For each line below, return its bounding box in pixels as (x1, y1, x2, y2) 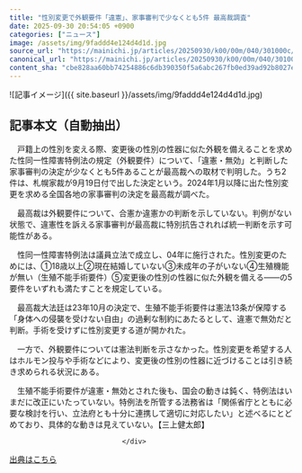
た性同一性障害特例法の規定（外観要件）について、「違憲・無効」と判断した (9, 155, 289, 165)
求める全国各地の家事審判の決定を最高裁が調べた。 (24, 188, 214, 199)
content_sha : (9, 64, 58, 73)
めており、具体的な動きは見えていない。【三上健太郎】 (9, 419, 209, 430)
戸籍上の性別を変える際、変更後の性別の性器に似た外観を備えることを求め (16, 143, 293, 154)
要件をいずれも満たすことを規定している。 (9, 282, 167, 293)
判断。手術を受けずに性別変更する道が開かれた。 (9, 325, 191, 335)
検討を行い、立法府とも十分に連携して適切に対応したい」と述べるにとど (24, 407, 293, 418)
